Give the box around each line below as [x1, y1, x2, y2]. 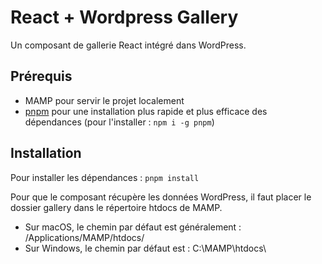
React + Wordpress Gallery [10, 6, 239, 29]
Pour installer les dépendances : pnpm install [10, 171, 200, 183]
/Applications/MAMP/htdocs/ [24, 231, 145, 243]
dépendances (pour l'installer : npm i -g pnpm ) [24, 116, 215, 128]
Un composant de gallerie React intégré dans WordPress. [10, 39, 247, 51]
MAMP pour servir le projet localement [24, 94, 185, 106]
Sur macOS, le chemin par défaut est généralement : [24, 221, 242, 233]
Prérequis [10, 68, 73, 85]
